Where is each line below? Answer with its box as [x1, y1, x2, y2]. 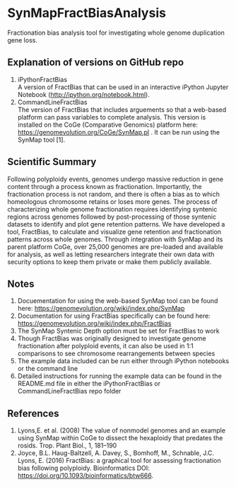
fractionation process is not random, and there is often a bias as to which [7, 190, 220, 198]
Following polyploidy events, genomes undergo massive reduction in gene [7, 175, 224, 183]
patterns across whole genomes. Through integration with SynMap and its [7, 235, 223, 243]
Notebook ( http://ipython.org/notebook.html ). [17, 90, 150, 98]
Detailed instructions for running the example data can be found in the [17, 372, 223, 380]
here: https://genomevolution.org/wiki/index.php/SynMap [17, 304, 185, 313]
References [7, 407, 59, 419]
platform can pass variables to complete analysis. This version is [17, 113, 206, 121]
